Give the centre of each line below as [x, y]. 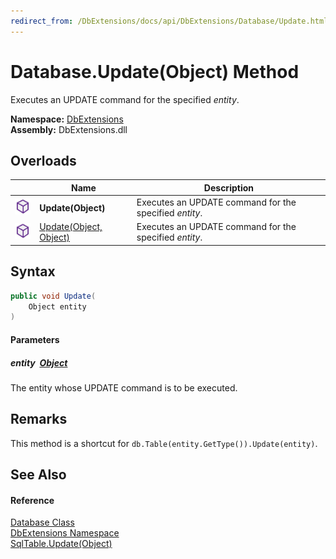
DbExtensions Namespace [65, 533]
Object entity [57, 306]
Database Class [42, 522]
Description [228, 187]
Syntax [33, 271]
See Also [38, 475]
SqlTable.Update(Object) [61, 544]
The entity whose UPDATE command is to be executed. [124, 387]
